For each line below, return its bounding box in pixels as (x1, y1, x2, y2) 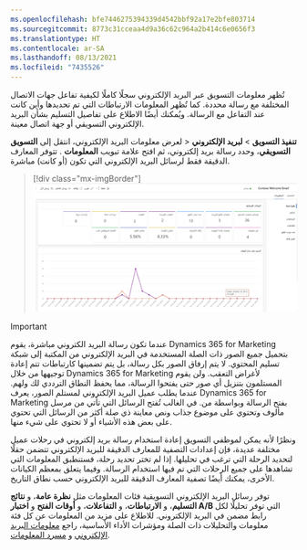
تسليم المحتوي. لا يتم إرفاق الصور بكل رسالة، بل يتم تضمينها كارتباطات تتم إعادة (10, 357, 281, 369)
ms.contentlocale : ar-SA (10, 44, 105, 53)
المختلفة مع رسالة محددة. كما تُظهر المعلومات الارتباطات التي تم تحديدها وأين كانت (10, 99, 290, 110)
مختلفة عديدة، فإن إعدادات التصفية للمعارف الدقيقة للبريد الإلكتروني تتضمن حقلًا (10, 443, 281, 454)
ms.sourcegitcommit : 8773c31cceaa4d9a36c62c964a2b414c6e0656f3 (10, 24, 256, 34)
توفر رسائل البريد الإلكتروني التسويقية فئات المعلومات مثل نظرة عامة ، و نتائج (10, 490, 270, 502)
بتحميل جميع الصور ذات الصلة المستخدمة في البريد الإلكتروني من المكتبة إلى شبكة (10, 348, 289, 359)
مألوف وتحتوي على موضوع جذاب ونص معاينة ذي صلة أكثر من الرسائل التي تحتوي (10, 407, 285, 418)
